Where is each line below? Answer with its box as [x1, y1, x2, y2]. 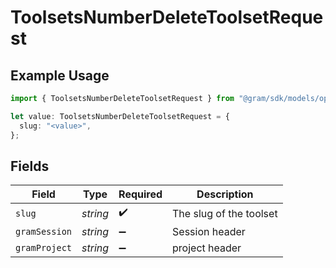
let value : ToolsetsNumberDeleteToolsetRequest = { [10, 111, 230, 121]
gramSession [15, 226, 73, 238]
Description [196, 187, 254, 201]
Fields [10, 157, 50, 175]
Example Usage [10, 67, 110, 84]
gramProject [15, 242, 73, 254]
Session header [172, 225, 246, 239]
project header [172, 241, 242, 255]
